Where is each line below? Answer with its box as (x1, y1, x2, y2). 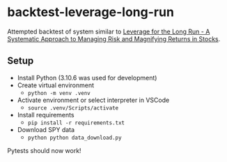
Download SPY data (17, 125, 75, 133)
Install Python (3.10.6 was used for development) (17, 73, 157, 82)
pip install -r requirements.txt (27, 119, 125, 126)
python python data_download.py (27, 134, 122, 141)
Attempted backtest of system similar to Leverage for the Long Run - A (7, 27, 210, 36)
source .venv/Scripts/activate (27, 104, 119, 112)
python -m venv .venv (27, 89, 91, 96)
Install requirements (17, 110, 75, 119)
